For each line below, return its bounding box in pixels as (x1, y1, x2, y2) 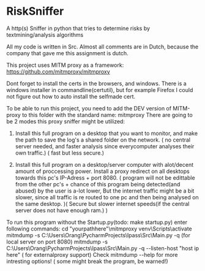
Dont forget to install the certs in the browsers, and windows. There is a (6, 80, 187, 87)
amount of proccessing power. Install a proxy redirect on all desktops (15, 167, 190, 175)
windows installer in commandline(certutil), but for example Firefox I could (6, 86, 193, 93)
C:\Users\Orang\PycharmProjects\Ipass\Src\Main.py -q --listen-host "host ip (6, 244, 199, 252)
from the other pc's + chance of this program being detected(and (15, 180, 181, 188)
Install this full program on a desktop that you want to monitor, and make (15, 129, 198, 137)
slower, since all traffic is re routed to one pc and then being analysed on (15, 193, 199, 200)
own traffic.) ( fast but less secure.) (15, 149, 105, 156)
